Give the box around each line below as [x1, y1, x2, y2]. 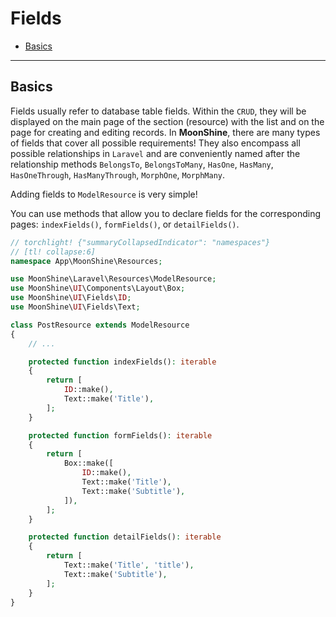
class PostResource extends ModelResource [10, 320, 190, 330]
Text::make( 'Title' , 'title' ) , [63, 560, 195, 570]
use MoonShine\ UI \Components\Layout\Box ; [10, 283, 186, 294]
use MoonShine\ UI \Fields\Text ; [10, 302, 141, 312]
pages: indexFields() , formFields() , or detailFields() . [10, 218, 240, 230]
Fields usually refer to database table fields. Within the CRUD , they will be [10, 105, 307, 117]
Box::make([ [63, 458, 114, 469]
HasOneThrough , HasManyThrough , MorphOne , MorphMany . [10, 168, 226, 181]
